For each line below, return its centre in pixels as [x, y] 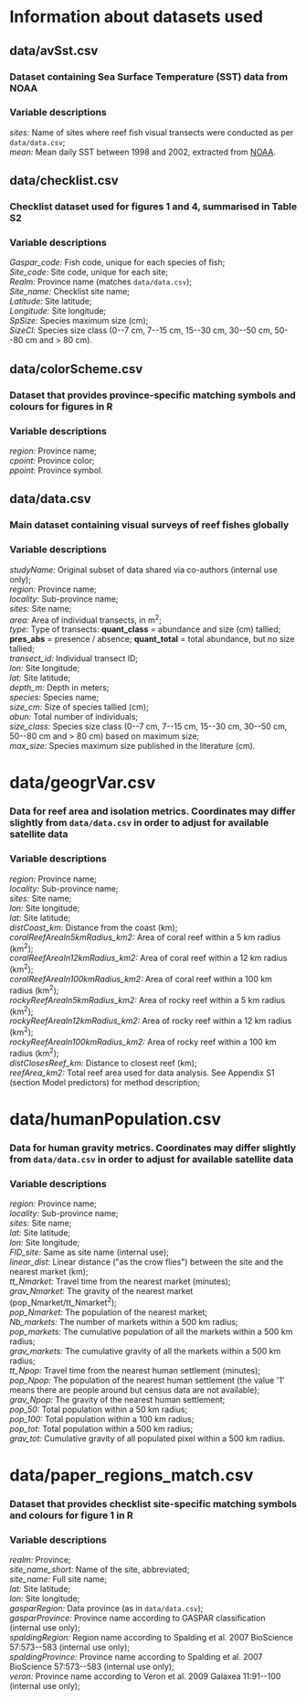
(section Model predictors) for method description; [105, 1082]
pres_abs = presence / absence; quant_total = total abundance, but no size [152, 639]
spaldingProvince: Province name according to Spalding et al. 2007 [136, 1657]
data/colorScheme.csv [76, 369]
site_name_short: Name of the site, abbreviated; [100, 1569]
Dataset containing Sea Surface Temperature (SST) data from [149, 77]
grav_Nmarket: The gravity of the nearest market [101, 1291]
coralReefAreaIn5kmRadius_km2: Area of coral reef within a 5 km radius [145, 937]
